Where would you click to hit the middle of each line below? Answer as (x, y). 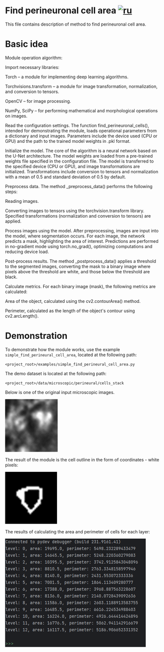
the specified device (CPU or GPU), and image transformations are (72, 166)
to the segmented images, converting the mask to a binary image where (78, 266)
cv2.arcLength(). (22, 316)
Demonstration (36, 336)
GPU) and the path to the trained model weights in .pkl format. (68, 141)
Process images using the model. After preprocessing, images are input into (82, 230)
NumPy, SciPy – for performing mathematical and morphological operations (82, 110)
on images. (16, 116)
